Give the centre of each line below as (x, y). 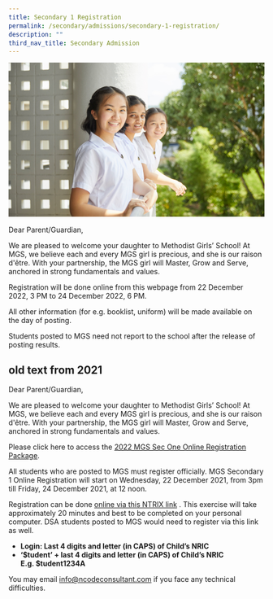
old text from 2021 (56, 370)
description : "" (36, 34)
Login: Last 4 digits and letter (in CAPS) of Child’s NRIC (115, 546)
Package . (24, 456)
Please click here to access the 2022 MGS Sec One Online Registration (127, 447)
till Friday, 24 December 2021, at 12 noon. (78, 489)
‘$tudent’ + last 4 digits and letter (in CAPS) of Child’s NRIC (122, 555)
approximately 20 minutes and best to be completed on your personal (125, 514)
